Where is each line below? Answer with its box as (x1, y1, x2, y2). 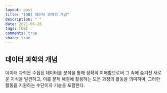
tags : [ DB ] (5, 26, 28, 31)
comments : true (5, 31, 37, 36)
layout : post (5, 7, 33, 13)
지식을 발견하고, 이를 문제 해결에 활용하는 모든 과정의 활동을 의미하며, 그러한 (10, 76, 160, 82)
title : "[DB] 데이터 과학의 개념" (5, 12, 70, 17)
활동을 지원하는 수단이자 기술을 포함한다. (5, 82, 85, 88)
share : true (5, 36, 30, 41)
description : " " (5, 17, 42, 22)
